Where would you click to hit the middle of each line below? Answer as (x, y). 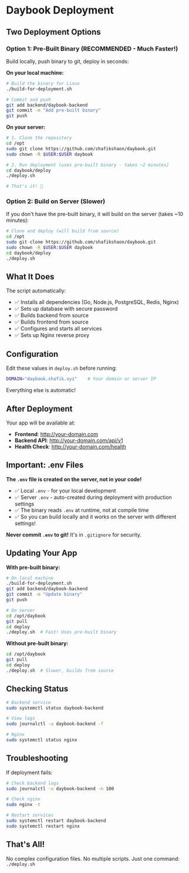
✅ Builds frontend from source (52, 322)
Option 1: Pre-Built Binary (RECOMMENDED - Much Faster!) (92, 49)
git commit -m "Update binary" (44, 594)
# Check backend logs (33, 783)
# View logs (21, 719)
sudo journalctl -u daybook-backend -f (55, 724)
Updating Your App (42, 553)
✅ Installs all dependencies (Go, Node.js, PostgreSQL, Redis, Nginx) (97, 302)
